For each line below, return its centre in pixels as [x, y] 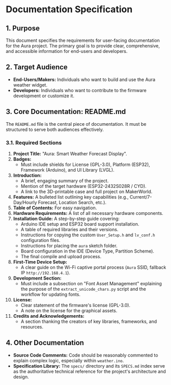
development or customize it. [44, 96]
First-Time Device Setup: [40, 262]
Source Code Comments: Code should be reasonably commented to [85, 355]
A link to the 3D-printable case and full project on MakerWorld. [87, 191]
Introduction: [27, 175]
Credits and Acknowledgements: [49, 316]
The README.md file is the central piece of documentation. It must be [76, 124]
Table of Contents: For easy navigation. [55, 208]
